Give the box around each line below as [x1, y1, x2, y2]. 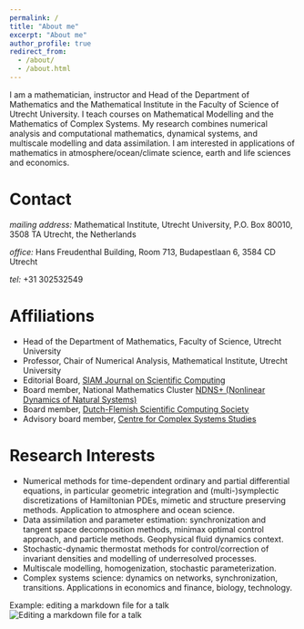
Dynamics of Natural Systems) [22, 394, 137, 405]
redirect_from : [9, 47, 67, 57]
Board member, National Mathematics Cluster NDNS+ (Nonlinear [22, 384, 266, 395]
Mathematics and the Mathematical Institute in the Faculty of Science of [9, 98, 279, 109]
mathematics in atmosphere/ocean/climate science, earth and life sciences [9, 147, 291, 158]
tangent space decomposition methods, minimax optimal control [22, 523, 264, 534]
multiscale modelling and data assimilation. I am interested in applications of [9, 138, 296, 149]
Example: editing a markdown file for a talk [9, 599, 170, 611]
